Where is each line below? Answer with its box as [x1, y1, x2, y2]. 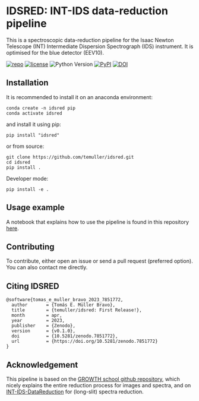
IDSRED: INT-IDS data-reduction [6, 4, 168, 18]
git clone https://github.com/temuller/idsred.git [6, 154, 134, 160]
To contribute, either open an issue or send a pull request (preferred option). [6, 257, 193, 265]
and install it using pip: [6, 121, 61, 128]
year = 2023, [11, 318, 65, 324]
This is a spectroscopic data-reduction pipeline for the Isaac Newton [6, 36, 174, 43]
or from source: [6, 143, 45, 150]
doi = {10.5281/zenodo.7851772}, [11, 333, 118, 339]
